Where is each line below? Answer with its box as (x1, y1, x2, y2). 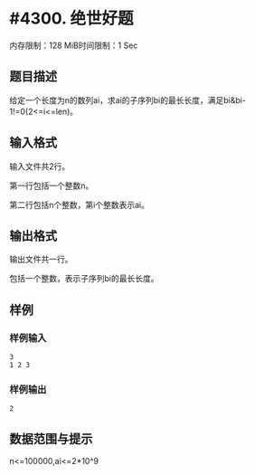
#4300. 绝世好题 (9, 8, 134, 29)
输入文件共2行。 (9, 160, 71, 172)
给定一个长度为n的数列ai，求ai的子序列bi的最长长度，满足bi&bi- (9, 94, 247, 105)
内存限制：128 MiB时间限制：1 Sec (9, 40, 138, 51)
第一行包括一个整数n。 (9, 180, 94, 191)
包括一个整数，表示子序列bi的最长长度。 (9, 273, 159, 284)
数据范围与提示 (9, 431, 93, 446)
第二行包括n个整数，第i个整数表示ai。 (9, 199, 149, 210)
